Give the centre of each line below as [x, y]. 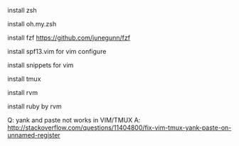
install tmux [24, 79]
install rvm [22, 92]
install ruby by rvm [34, 106]
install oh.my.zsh [32, 24]
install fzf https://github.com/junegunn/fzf [69, 38]
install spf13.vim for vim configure [57, 51]
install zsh [22, 10]
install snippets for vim [41, 65]
